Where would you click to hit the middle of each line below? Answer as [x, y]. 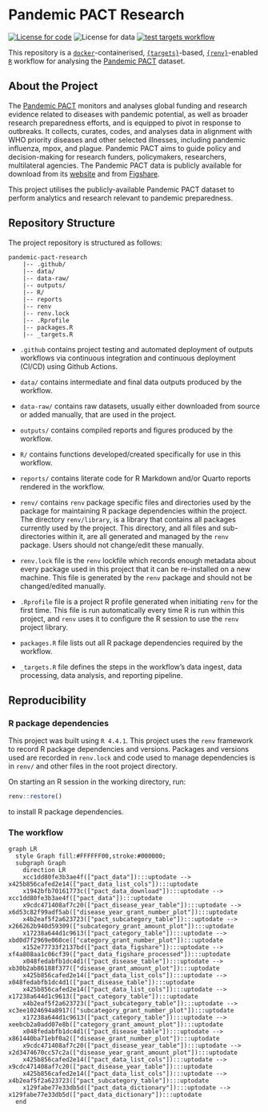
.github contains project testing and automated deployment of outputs [136, 349]
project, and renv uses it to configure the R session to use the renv [129, 619]
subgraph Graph [41, 863]
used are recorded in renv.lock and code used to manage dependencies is [132, 758]
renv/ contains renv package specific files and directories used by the [135, 502]
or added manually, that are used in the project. [98, 414]
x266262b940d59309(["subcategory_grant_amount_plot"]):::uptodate [121, 927]
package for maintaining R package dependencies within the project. [133, 510]
